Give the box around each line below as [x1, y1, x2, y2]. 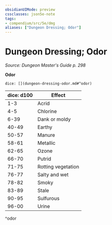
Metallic [37, 140, 56, 147]
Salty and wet [37, 171, 69, 178]
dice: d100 [7, 92, 33, 99]
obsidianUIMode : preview [5, 7, 55, 12]
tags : [5, 16, 16, 21]
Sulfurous [37, 195, 60, 202]
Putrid [37, 155, 51, 162]
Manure [37, 132, 55, 139]
